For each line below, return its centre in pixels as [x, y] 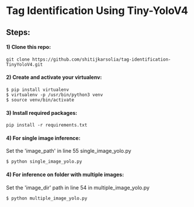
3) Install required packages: [42, 113]
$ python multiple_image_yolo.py [47, 198]
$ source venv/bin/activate [40, 100]
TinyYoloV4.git [25, 64]
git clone [18, 59]
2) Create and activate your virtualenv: [54, 78]
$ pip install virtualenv [37, 90]
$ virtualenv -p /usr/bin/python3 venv [55, 94]
